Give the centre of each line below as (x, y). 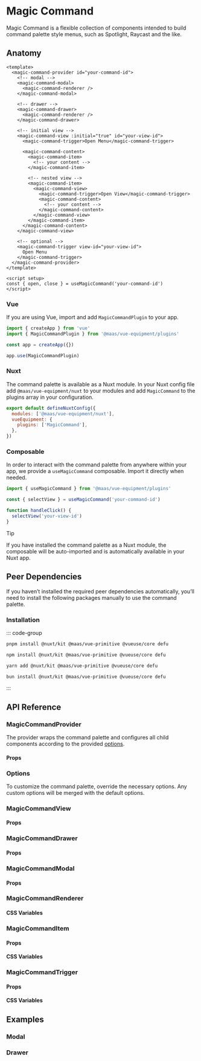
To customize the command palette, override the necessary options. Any (97, 786)
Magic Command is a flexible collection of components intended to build (96, 28)
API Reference (34, 707)
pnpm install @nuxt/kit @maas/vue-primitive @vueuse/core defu (88, 644)
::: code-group (24, 632)
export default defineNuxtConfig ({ (51, 408)
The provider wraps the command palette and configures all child (88, 738)
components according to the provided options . (65, 744)
